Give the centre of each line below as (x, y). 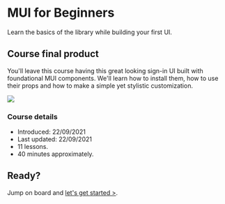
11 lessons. (33, 147)
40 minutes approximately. (55, 154)
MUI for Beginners (61, 13)
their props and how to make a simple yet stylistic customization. (100, 86)
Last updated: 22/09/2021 (55, 139)
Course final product (53, 54)
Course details (32, 116)
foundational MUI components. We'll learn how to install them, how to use (113, 78)
